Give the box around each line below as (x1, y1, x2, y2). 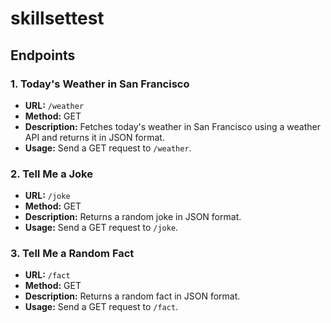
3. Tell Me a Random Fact (10, 247, 135, 261)
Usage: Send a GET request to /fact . (24, 301, 179, 313)
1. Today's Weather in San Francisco (10, 77, 190, 91)
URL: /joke (24, 190, 71, 202)
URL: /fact (24, 269, 71, 281)
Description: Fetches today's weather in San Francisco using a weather (24, 120, 322, 132)
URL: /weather (24, 99, 85, 111)
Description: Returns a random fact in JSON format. (24, 290, 241, 302)
